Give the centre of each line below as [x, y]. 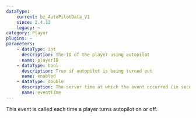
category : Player [27, 33]
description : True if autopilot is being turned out [87, 71]
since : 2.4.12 [34, 22]
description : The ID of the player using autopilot [85, 55]
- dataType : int [36, 49]
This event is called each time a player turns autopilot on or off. [82, 109]
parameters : [20, 44]
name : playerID [40, 60]
